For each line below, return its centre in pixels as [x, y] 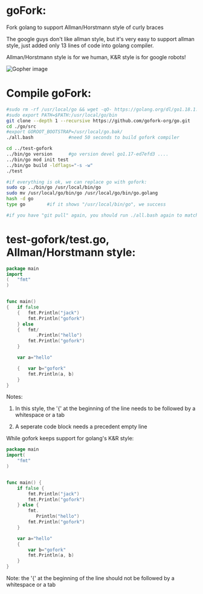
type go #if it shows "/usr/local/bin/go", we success [86, 204]
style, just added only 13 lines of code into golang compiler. [80, 45]
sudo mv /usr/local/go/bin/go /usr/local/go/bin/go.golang [82, 193]
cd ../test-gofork [29, 149]
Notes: [14, 397]
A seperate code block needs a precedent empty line [81, 426]
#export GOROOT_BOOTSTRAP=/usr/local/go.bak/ [64, 132]
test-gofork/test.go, [58, 239]
